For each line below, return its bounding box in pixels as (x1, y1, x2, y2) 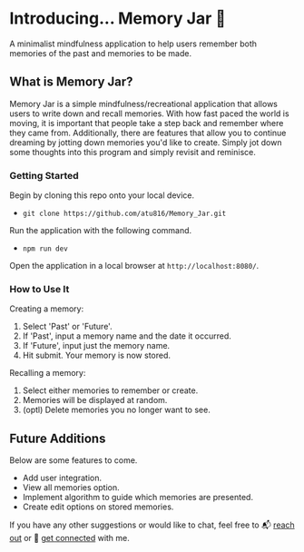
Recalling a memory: (9, 368, 86, 379)
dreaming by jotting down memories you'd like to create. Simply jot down (9, 136, 282, 148)
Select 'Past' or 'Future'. (22, 321, 113, 332)
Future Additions (9, 430, 106, 446)
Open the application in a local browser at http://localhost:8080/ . (9, 261, 260, 271)
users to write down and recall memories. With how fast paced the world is (9, 108, 289, 119)
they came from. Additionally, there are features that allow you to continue (9, 127, 287, 138)
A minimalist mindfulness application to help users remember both (9, 38, 257, 49)
